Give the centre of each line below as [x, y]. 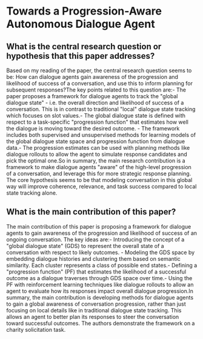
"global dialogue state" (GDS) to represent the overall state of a [85, 246]
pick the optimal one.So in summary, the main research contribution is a [96, 161]
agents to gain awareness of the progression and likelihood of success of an [102, 233]
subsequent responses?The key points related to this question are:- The [96, 90]
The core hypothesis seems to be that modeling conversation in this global [99, 180]
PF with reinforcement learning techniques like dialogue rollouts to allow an [100, 284]
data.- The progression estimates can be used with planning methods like [98, 148]
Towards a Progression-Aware [84, 11]
